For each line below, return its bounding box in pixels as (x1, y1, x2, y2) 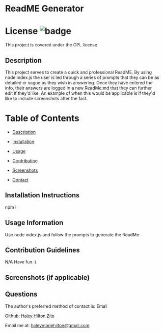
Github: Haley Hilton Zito (5, 313, 55, 319)
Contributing (12, 157, 38, 163)
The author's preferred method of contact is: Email (5, 303, 108, 309)
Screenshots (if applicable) (5, 273, 90, 282)
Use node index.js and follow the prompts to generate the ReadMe (5, 231, 139, 237)
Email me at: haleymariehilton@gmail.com (5, 322, 90, 328)
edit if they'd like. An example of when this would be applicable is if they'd (5, 90, 155, 96)
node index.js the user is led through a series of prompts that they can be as (5, 74, 160, 80)
